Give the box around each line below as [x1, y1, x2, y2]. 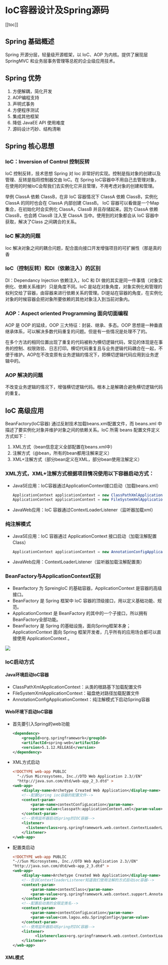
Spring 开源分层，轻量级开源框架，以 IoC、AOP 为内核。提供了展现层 [5, 51, 148, 58]
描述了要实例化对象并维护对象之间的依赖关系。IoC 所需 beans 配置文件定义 [5, 427, 160, 433]
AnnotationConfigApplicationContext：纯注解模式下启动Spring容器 [12, 696, 150, 702]
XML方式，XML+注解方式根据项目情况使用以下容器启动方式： [5, 470, 154, 477]
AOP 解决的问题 [5, 372, 43, 379]
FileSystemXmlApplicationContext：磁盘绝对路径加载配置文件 [12, 690, 140, 696]
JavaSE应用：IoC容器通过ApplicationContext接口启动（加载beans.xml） [12, 482, 161, 489]
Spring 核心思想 [5, 141, 54, 150]
